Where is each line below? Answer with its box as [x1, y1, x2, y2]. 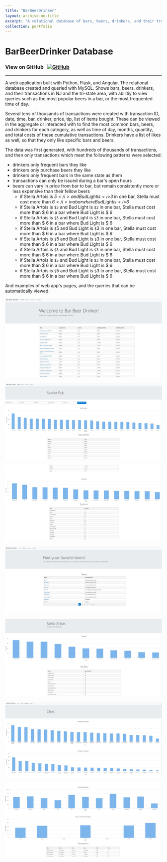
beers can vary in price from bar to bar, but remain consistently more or [12, 182, 160, 189]
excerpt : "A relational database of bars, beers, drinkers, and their [5, 18, 155, 23]
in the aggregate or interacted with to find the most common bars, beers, [5, 121, 155, 127]
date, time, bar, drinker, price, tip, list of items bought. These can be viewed [5, 116, 160, 122]
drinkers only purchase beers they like [12, 167, 91, 173]
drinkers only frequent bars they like [12, 162, 87, 168]
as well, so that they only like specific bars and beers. [5, 137, 115, 143]
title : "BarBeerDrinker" [5, 8, 57, 13]
